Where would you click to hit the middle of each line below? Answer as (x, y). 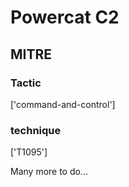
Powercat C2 (65, 17)
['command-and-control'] (63, 104)
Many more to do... (49, 172)
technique (36, 130)
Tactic (26, 83)
